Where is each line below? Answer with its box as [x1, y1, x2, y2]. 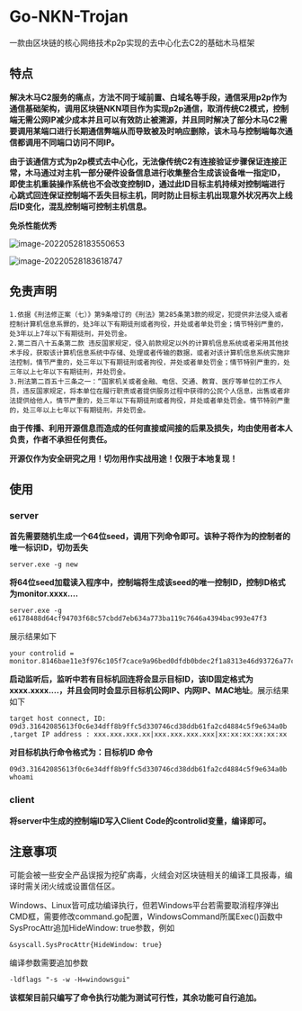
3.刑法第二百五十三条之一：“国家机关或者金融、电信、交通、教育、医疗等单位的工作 [9, 376, 276, 386]
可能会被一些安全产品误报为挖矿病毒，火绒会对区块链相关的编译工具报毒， [9, 870, 285, 880]
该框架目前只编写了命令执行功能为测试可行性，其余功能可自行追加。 [9, 992, 262, 1003]
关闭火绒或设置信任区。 [32, 880, 120, 892]
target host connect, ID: [9, 714, 106, 724]
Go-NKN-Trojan [9, 6, 129, 27]
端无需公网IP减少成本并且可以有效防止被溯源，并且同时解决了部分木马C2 [9, 114, 280, 125]
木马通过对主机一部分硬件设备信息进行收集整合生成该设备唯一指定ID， [24, 167, 286, 177]
